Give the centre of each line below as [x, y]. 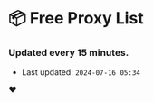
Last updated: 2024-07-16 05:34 [81, 72]
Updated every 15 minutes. [69, 53]
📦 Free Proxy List [76, 19]
